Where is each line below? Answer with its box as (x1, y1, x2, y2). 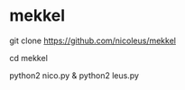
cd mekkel (9, 52, 48, 63)
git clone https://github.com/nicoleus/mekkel (9, 35, 176, 46)
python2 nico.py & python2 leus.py (9, 69, 140, 81)
